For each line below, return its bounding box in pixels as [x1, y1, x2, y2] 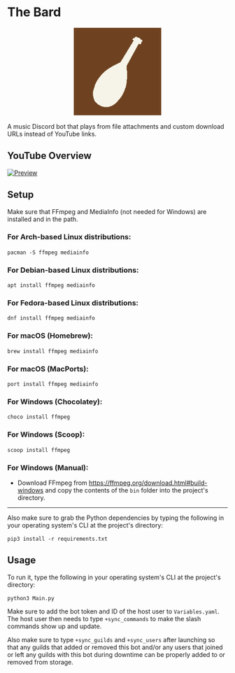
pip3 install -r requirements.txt [7, 535, 108, 542]
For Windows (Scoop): [7, 430, 85, 439]
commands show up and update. [7, 622, 102, 630]
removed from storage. [7, 658, 73, 666]
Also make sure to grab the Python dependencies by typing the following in [7, 513, 225, 522]
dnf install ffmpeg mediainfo [7, 315, 96, 322]
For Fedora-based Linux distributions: [7, 298, 138, 308]
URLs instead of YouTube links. [7, 129, 97, 138]
